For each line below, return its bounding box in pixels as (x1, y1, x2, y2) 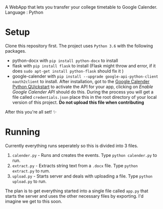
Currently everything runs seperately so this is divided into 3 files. (5, 143, 138, 149)
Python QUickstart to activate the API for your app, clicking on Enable (12, 84, 153, 90)
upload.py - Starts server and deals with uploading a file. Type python (12, 173, 153, 179)
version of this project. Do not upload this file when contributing (12, 99, 144, 105)
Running (5, 126, 40, 138)
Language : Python (5, 9, 43, 15)
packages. (5, 48, 27, 54)
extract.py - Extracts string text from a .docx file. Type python (12, 162, 138, 169)
